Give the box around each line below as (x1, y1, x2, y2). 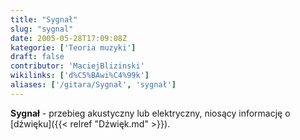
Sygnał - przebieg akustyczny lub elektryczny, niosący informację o (10, 107, 291, 119)
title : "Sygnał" (10, 14, 78, 25)
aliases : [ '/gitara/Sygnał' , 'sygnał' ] (10, 80, 177, 90)
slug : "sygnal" (10, 24, 74, 34)
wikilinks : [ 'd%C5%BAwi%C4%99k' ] (10, 71, 150, 81)
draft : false (10, 52, 65, 62)
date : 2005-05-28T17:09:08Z (10, 33, 128, 43)
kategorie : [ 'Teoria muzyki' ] (10, 42, 137, 53)
